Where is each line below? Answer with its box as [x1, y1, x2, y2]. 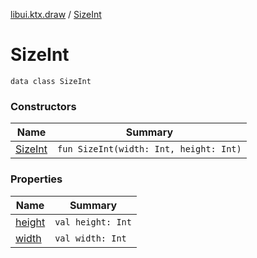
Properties [10, 172, 63, 186]
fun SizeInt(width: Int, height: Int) [57, 144, 242, 155]
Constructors [10, 99, 77, 113]
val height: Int [54, 216, 132, 228]
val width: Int [54, 232, 127, 244]
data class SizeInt [10, 76, 92, 86]
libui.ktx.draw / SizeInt [10, 9, 102, 20]
